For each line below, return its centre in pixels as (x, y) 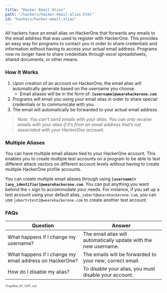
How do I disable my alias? (39, 272)
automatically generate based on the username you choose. (74, 88)
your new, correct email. (111, 261)
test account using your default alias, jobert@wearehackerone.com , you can (81, 195)
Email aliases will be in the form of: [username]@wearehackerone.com (88, 94)
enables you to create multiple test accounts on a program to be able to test (83, 158)
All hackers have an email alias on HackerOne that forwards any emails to (80, 33)
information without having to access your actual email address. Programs (81, 49)
